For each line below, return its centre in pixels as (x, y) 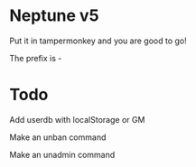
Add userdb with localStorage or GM (77, 119)
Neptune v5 (54, 16)
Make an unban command (58, 137)
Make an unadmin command (62, 154)
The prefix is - (36, 58)
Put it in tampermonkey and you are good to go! (98, 41)
